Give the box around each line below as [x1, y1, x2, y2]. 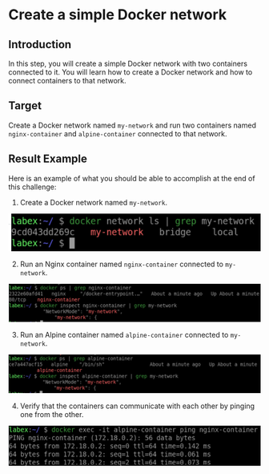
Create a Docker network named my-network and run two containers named [8, 120, 256, 130]
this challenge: [8, 182, 57, 192]
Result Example [8, 152, 88, 166]
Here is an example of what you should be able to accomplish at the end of [8, 173, 255, 183]
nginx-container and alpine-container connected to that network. [8, 128, 227, 138]
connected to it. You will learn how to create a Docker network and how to [8, 67, 253, 77]
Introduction [8, 38, 72, 51]
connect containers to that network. [8, 76, 126, 85]
